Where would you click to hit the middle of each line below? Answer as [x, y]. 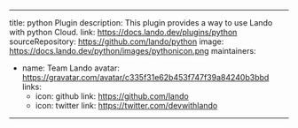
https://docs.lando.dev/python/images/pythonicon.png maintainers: [133, 51]
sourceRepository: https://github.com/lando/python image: [117, 41]
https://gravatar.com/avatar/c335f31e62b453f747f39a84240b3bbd [145, 77]
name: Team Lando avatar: [71, 68]
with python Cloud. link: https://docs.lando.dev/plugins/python [123, 32]
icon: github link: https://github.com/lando [112, 96]
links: [31, 87]
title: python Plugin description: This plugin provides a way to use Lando [141, 23]
